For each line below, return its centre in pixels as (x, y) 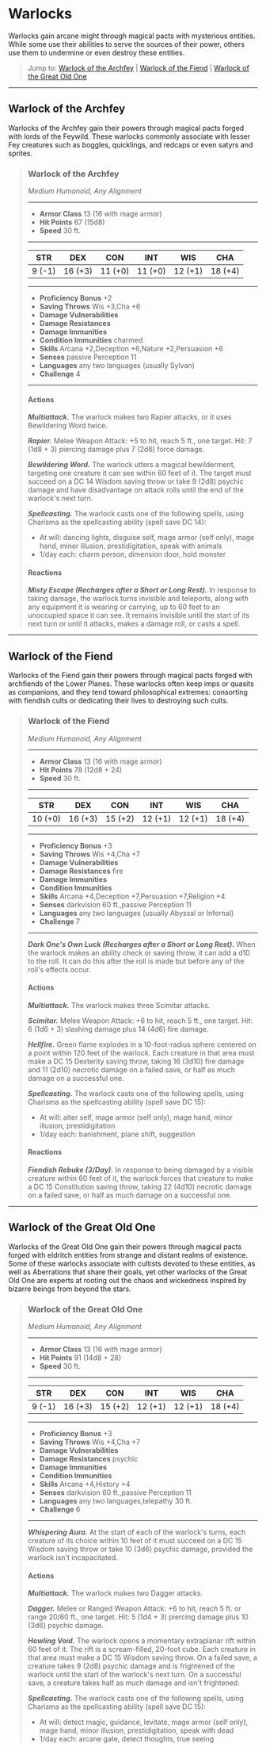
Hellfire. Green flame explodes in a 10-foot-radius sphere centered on (142, 1044)
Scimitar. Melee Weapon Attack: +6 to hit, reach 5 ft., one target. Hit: (140, 1021)
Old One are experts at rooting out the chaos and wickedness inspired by (127, 1280)
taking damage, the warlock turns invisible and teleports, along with (138, 599)
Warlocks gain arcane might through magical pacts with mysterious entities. (132, 36)
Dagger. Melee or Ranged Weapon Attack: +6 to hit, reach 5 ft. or (134, 1609)
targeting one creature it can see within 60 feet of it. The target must (139, 473)
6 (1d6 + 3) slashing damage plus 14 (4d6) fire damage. (118, 1029)
